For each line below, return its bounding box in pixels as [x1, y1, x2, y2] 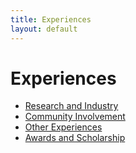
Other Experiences [24, 121, 103, 133]
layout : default [10, 24, 78, 34]
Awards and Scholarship [24, 132, 126, 144]
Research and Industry [24, 100, 119, 112]
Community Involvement [24, 111, 126, 123]
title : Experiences [10, 14, 92, 25]
